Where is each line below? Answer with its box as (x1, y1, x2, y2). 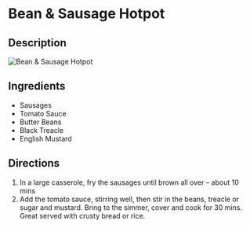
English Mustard (19, 134, 72, 143)
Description (8, 36, 67, 50)
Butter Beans (19, 117, 62, 127)
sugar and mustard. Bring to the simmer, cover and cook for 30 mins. (19, 202, 243, 212)
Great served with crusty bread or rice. (19, 211, 146, 220)
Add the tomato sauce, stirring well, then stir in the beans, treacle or (19, 194, 240, 204)
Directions (8, 156, 60, 170)
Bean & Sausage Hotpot (8, 5, 165, 23)
